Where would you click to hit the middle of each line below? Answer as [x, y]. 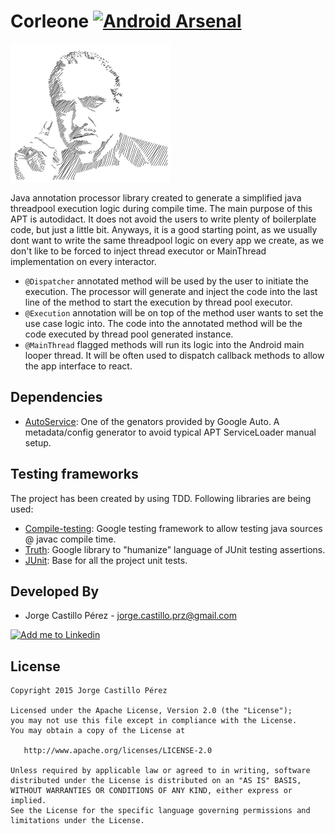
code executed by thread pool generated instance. [129, 334]
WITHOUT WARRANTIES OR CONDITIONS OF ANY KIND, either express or [151, 791]
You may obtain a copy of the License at [98, 731]
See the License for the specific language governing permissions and [160, 811]
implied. [28, 801]
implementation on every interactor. [83, 261]
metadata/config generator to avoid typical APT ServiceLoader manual [170, 432]
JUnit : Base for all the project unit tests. [106, 560]
